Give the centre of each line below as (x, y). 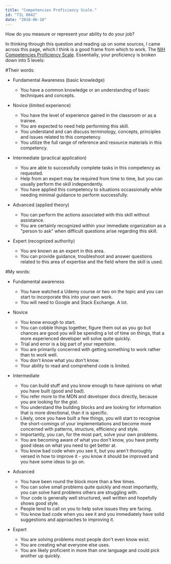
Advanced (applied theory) (41, 205)
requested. (32, 173)
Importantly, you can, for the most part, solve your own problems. (89, 435)
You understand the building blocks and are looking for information (91, 407)
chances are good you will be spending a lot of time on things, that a (92, 333)
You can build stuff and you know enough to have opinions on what (91, 386)
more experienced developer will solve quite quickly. (76, 339)
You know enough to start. (48, 322)
